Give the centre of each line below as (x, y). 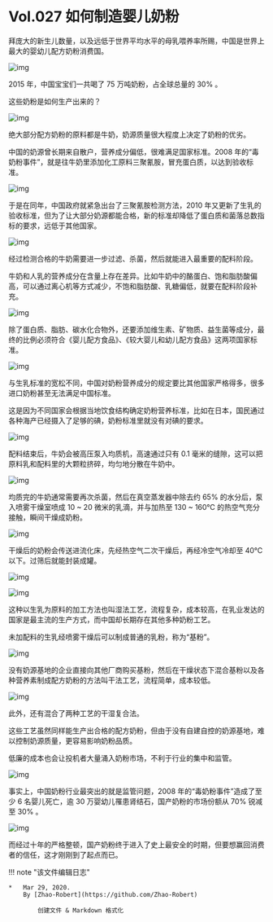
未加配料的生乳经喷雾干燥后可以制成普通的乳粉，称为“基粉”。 (111, 637)
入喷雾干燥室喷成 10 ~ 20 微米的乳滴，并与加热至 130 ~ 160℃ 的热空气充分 (134, 507)
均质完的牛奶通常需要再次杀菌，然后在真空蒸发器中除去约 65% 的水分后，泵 (136, 497)
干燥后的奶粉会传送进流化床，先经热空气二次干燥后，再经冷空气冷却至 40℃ (136, 550)
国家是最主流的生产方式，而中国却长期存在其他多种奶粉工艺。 (112, 619)
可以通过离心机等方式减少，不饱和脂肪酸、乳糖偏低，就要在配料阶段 (136, 286)
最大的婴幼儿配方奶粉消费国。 (58, 50)
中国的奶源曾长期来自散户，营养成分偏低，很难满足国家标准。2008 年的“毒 (134, 151)
